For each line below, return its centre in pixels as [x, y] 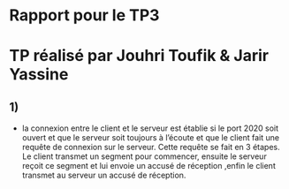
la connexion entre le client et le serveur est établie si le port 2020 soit [150, 128]
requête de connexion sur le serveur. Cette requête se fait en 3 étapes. [151, 147]
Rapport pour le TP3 [84, 15]
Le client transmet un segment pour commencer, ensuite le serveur [144, 156]
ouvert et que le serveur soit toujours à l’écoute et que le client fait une [151, 138]
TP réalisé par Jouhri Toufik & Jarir [139, 56]
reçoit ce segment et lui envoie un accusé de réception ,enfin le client [148, 166]
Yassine [39, 75]
